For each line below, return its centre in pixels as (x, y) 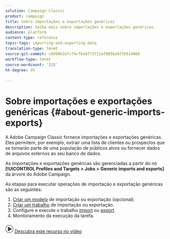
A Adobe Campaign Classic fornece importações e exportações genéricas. (84, 137)
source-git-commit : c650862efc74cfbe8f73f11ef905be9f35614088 (73, 54)
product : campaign (25, 16)
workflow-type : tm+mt (28, 59)
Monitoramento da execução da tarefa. (53, 216)
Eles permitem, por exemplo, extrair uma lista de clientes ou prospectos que (85, 142)
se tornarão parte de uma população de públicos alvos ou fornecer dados (83, 148)
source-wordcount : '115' (32, 65)
